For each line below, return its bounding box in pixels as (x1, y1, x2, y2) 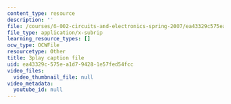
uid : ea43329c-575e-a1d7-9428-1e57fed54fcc (7, 61, 134, 68)
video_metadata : (7, 80, 54, 87)
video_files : (7, 67, 45, 74)
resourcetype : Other (7, 49, 67, 55)
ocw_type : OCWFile (7, 42, 60, 49)
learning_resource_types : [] (7, 36, 91, 42)
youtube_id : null (13, 86, 63, 93)
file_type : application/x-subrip (7, 29, 103, 36)
